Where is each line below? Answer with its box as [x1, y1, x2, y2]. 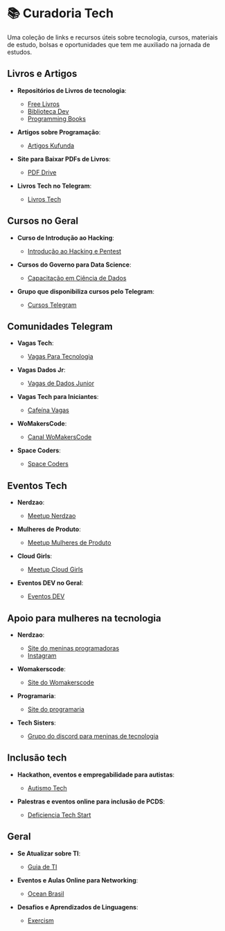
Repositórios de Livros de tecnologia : [17, 86, 127, 94]
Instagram [27, 652, 57, 659]
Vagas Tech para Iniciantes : [17, 393, 99, 401]
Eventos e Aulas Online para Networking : [17, 876, 138, 884]
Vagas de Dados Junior [27, 379, 95, 388]
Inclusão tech [7, 752, 67, 764]
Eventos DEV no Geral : [17, 579, 84, 587]
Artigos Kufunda [27, 141, 75, 150]
